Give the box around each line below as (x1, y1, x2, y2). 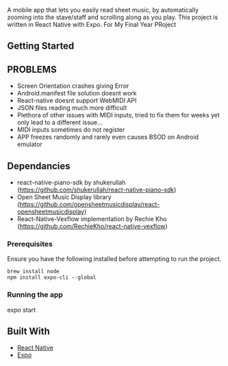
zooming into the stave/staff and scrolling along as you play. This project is (7, 13, 218, 21)
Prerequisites (7, 239, 53, 249)
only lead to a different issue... (16, 118, 103, 126)
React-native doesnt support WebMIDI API (16, 96, 137, 105)
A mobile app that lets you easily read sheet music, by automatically (7, 6, 199, 14)
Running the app (7, 290, 64, 299)
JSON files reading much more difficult (16, 104, 127, 112)
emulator (16, 140, 42, 148)
